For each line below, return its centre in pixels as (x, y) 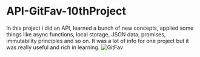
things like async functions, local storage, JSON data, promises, (86, 34)
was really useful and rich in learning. (53, 47)
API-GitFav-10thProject (66, 11)
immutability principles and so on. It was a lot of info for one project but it (98, 41)
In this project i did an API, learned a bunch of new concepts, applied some (100, 28)
